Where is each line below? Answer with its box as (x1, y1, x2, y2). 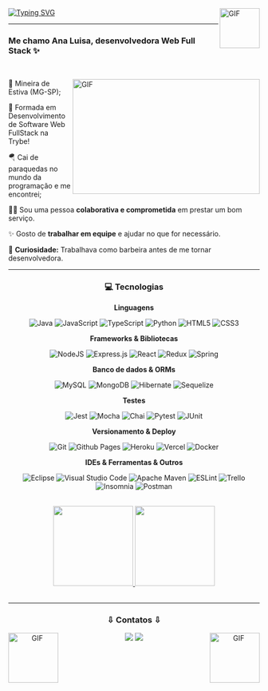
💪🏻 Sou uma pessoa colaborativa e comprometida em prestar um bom (8, 205, 242, 215)
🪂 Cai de (8, 153, 39, 162)
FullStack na (8, 128, 49, 138)
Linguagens (114, 303, 154, 312)
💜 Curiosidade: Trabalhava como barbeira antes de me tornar (8, 245, 211, 255)
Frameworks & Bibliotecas (89, 333, 179, 343)
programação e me (8, 181, 71, 191)
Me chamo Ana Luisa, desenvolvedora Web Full (8, 35, 195, 46)
